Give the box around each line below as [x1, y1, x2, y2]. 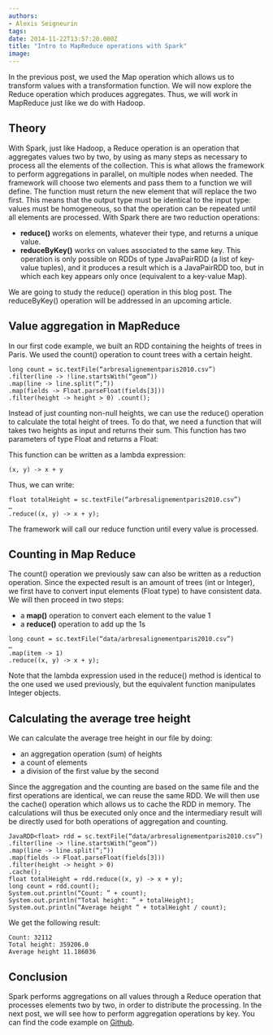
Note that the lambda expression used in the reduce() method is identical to [8, 670, 262, 680]
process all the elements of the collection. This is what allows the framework [8, 160, 265, 170]
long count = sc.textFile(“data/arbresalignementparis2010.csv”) [8, 635, 234, 644]
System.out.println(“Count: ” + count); [8, 889, 148, 897]
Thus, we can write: [8, 479, 75, 489]
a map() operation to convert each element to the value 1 [19, 611, 211, 621]
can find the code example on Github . [8, 1018, 135, 1028]
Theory [8, 121, 47, 135]
